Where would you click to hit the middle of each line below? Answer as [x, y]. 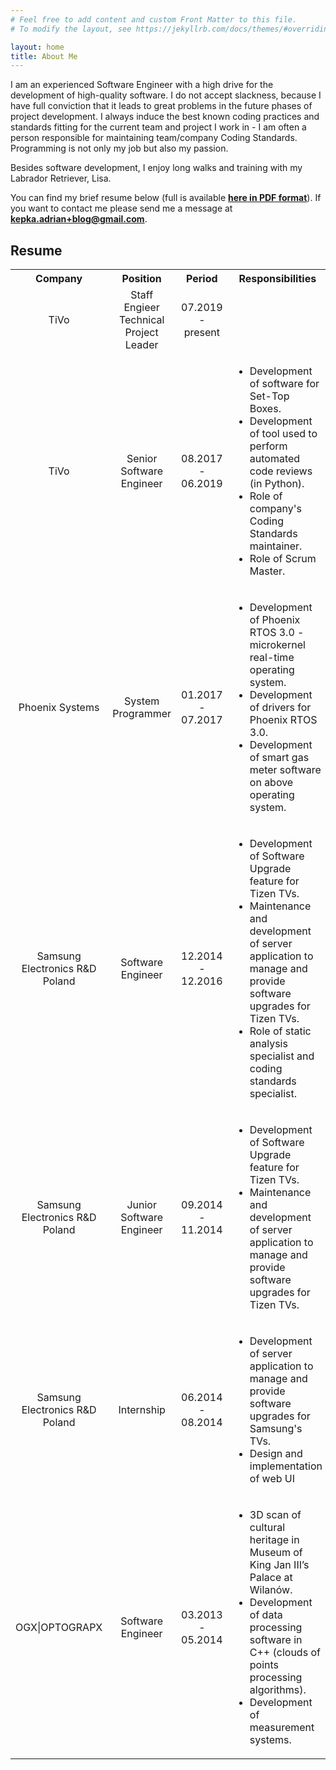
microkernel [277, 645]
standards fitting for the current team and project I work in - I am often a [158, 127]
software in [276, 1640]
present [201, 333]
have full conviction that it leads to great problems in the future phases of [161, 106]
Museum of [276, 1553]
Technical [141, 320]
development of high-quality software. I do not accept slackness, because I [166, 95]
